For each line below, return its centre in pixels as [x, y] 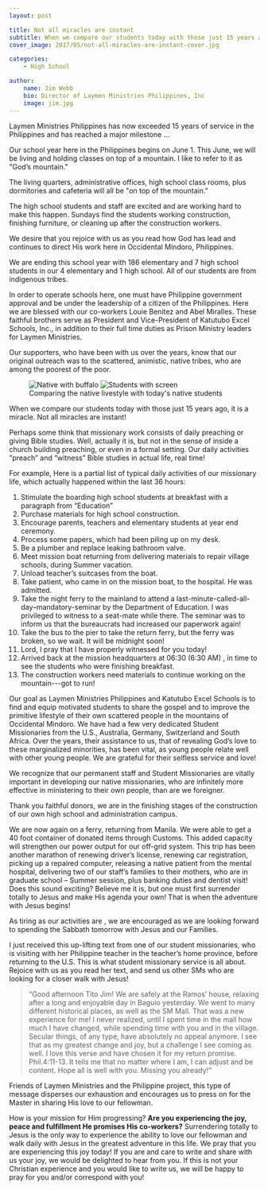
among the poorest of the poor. [60, 369]
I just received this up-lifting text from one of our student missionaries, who [132, 945]
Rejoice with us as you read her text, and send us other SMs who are [122, 970]
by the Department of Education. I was [166, 607]
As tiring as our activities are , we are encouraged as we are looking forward [134, 921]
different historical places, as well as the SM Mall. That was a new [136, 1011]
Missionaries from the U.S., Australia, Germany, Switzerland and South [124, 732]
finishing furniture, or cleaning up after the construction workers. [115, 223]
